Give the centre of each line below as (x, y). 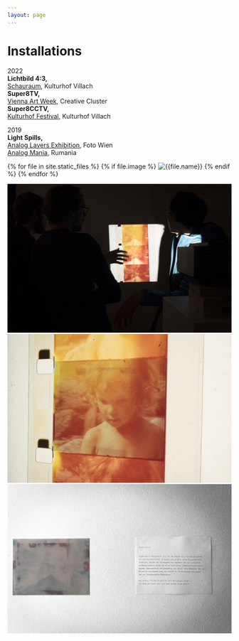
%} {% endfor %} (33, 173)
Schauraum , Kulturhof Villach (50, 86)
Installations (45, 51)
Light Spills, (25, 137)
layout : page (27, 15)
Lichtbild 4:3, (27, 78)
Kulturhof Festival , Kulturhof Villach (59, 116)
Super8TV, (24, 93)
